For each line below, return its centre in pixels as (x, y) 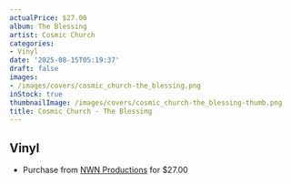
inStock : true (36, 94)
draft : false (34, 69)
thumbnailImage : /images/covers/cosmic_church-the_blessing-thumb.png (146, 102)
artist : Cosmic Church (52, 35)
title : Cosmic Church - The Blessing (81, 111)
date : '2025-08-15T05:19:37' (65, 60)
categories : (32, 43)
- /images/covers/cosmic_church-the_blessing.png (105, 86)
